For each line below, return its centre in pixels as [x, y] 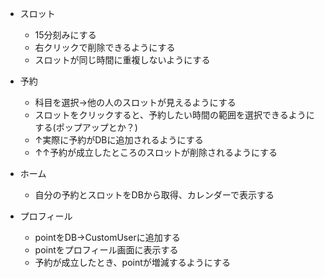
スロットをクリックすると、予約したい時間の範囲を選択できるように [174, 115]
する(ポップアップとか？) [86, 127]
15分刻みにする [65, 35]
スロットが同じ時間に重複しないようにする [122, 60]
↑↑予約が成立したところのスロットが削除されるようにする [156, 152]
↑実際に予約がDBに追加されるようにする [119, 140]
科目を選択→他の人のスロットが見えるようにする [135, 102]
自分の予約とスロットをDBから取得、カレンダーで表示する [154, 195]
